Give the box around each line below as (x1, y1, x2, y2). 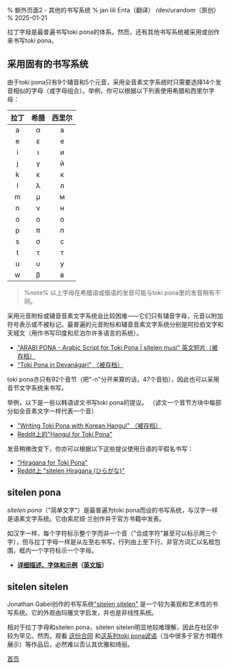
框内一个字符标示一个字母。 (19, 546, 97, 554)
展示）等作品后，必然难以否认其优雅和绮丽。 (7, 640, 134, 648)
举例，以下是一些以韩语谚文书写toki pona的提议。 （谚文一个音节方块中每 (7, 398, 216, 406)
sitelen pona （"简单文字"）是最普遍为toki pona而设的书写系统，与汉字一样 (7, 506, 218, 514)
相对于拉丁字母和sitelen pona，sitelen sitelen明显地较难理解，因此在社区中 (7, 623, 219, 631)
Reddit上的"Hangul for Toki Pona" (16, 430, 113, 438)
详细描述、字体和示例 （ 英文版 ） (16, 561, 108, 569)
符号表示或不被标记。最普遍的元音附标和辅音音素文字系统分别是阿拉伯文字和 (7, 320, 224, 328)
